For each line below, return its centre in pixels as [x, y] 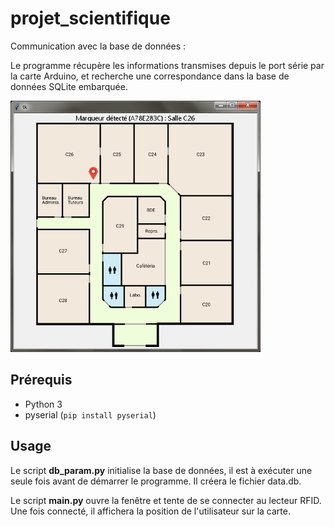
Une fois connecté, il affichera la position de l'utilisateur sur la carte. [150, 511]
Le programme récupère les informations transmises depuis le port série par [167, 65]
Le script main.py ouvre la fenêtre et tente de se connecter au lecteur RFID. [166, 500]
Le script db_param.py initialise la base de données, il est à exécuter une [161, 470]
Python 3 [43, 404]
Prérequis [41, 380]
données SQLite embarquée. [69, 86]
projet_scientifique [90, 18]
